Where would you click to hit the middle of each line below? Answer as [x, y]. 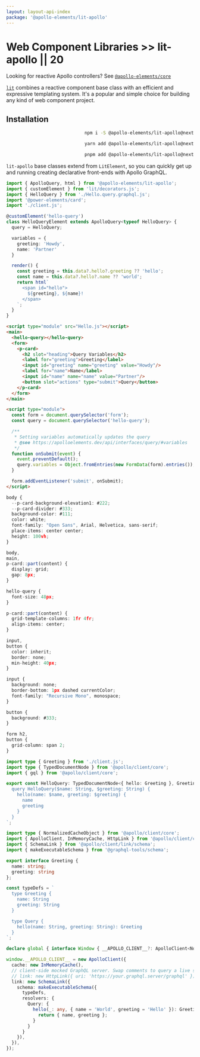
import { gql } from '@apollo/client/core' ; [62, 773]
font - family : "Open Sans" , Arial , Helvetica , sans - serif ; [85, 526]
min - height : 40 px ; [35, 663]
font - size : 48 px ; [33, 597]
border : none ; [29, 657]
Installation [27, 119]
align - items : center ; [38, 624]
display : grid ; [30, 569]
